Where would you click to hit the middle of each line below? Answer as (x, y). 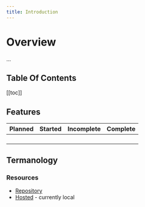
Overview (31, 42)
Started (50, 129)
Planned (22, 129)
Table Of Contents (42, 78)
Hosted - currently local (45, 197)
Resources (22, 177)
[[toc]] (14, 93)
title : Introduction (32, 12)
